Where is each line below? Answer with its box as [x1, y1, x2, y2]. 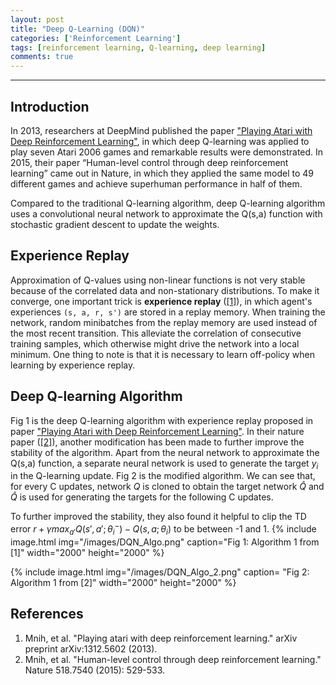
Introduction [10, 98, 90, 115]
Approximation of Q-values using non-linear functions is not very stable [10, 274, 306, 286]
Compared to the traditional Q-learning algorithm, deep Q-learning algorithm [10, 197, 326, 209]
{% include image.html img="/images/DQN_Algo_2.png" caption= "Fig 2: [10, 566, 310, 578]
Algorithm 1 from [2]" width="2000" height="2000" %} [10, 576, 237, 588]
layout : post [10, 14, 65, 25]
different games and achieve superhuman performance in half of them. [10, 177, 303, 190]
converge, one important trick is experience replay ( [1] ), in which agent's [10, 295, 313, 307]
